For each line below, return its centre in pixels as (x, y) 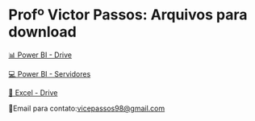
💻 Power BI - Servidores (50, 73)
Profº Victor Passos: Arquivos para (128, 15)
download (42, 32)
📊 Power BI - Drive (40, 55)
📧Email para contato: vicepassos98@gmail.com (87, 108)
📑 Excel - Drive (33, 92)
